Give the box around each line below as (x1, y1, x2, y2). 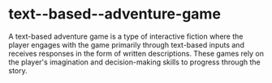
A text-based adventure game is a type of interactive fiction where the (8, 31, 244, 41)
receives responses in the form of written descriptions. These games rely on (8, 48, 264, 58)
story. (8, 65, 28, 75)
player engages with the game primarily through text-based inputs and (8, 39, 245, 49)
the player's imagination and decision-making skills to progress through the (8, 57, 261, 67)
